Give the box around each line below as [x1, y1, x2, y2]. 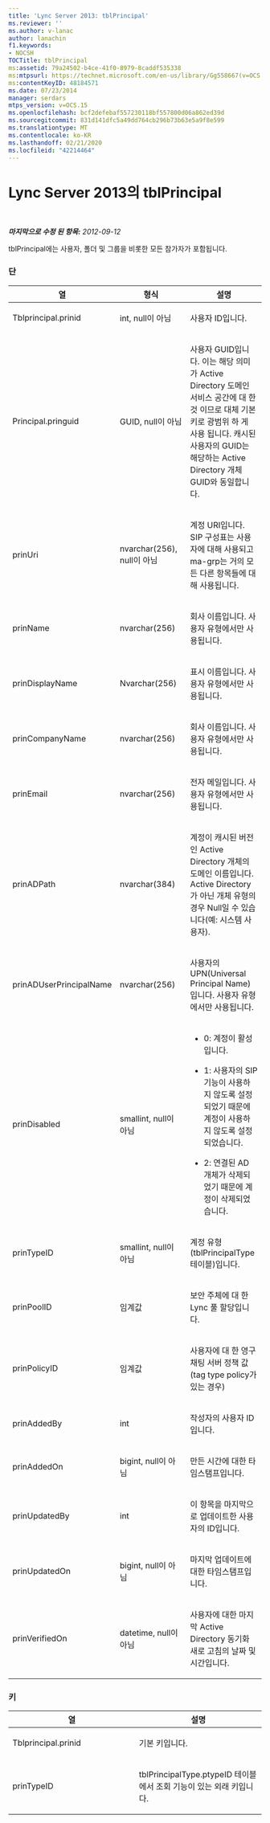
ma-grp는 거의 [190, 555, 245, 566]
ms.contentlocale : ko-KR [8, 131, 92, 139]
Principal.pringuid [12, 415, 80, 427]
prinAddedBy [12, 1417, 63, 1429]
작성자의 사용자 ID [190, 1412, 255, 1423]
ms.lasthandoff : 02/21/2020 [8, 138, 103, 147]
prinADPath [12, 878, 56, 889]
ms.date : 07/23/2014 [8, 86, 78, 95]
